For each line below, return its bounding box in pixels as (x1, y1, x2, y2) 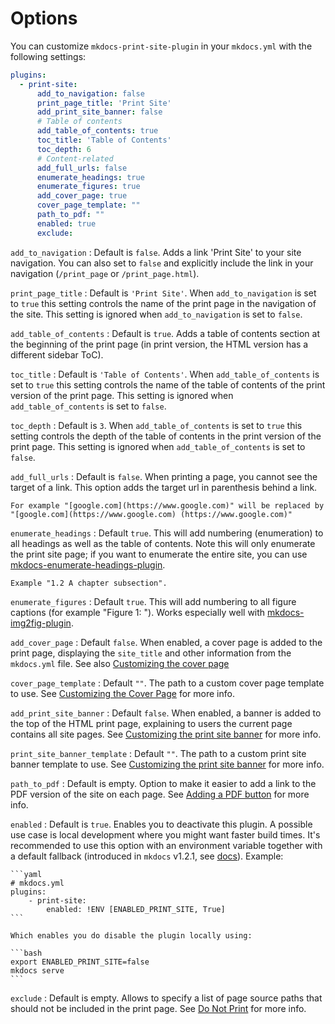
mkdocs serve (10, 965, 65, 976)
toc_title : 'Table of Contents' (36, 135, 172, 146)
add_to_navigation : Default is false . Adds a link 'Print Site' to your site (10, 246, 302, 258)
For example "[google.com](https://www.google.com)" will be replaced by (10, 500, 325, 511)
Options (10, 7, 78, 30)
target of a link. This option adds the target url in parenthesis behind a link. (10, 481, 318, 493)
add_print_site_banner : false (36, 107, 163, 117)
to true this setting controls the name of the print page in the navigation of (10, 297, 317, 309)
